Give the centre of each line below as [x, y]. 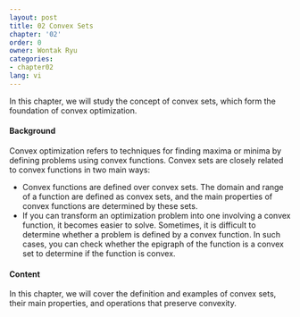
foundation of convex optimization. [73, 110]
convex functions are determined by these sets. [110, 205]
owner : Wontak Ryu [43, 51]
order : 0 [25, 42]
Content [25, 274]
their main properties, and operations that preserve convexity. [123, 304]
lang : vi [25, 76]
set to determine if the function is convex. [99, 253]
